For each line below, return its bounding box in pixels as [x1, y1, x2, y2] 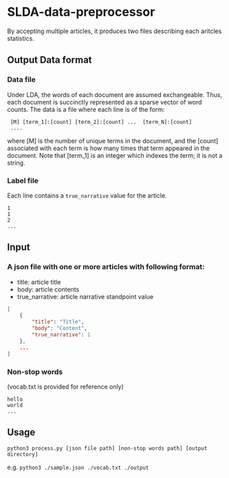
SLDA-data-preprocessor [7, 4, 155, 20]
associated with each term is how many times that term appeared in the [7, 144, 210, 152]
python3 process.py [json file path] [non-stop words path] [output [7, 445, 208, 452]
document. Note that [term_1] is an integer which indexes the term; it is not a [7, 151, 223, 159]
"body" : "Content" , [32, 325, 88, 332]
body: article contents [17, 285, 80, 293]
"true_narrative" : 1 [32, 331, 91, 338]
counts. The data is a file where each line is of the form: [7, 105, 165, 114]
